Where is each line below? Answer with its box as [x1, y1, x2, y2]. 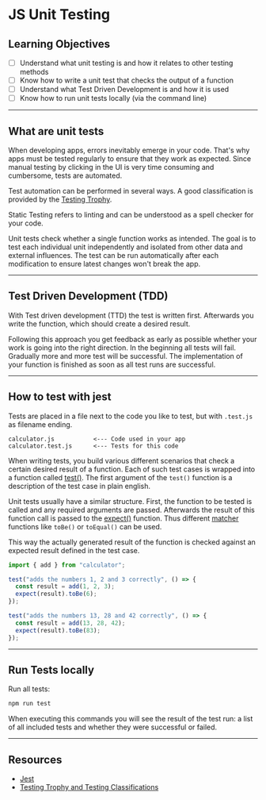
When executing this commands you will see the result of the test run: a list [8, 714, 253, 724]
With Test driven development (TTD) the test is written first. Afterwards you [8, 310, 254, 320]
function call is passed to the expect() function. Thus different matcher [8, 513, 239, 523]
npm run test [8, 700, 51, 708]
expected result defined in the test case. [8, 545, 140, 555]
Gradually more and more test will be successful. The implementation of [8, 351, 243, 360]
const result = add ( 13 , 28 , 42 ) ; [15, 619, 126, 627]
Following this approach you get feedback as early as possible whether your [8, 334, 257, 344]
